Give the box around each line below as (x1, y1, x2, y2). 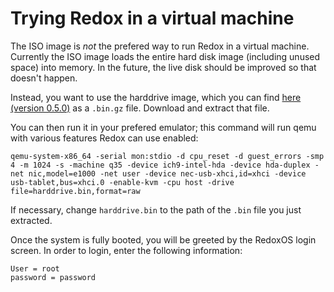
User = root (10, 263, 60, 274)
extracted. (10, 214, 53, 226)
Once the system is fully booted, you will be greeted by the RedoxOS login (10, 233, 317, 246)
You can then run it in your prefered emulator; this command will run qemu (10, 121, 317, 133)
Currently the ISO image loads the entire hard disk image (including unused (10, 50, 321, 62)
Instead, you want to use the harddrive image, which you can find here (10, 91, 302, 103)
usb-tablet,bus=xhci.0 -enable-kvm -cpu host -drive (10, 177, 235, 187)
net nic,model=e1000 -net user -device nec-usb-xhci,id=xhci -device (10, 168, 307, 179)
